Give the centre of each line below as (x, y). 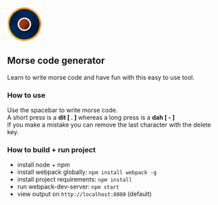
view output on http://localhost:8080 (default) (84, 194)
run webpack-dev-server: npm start (68, 187)
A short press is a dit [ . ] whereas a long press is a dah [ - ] (91, 118)
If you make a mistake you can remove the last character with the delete (109, 125)
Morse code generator (56, 61)
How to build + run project (52, 150)
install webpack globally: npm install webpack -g (87, 172)
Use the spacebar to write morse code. (63, 110)
